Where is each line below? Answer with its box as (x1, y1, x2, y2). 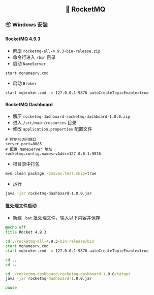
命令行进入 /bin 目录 (12, 54, 56, 60)
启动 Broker (12, 80, 37, 86)
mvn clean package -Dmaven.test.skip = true (5, 171, 97, 176)
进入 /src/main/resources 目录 (12, 120, 77, 126)
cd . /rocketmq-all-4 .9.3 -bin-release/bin (5, 239, 95, 244)
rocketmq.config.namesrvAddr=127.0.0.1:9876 (5, 151, 101, 156)
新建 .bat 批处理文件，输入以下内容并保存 (12, 215, 101, 221)
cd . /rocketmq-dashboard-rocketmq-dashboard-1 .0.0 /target (5, 271, 131, 277)
